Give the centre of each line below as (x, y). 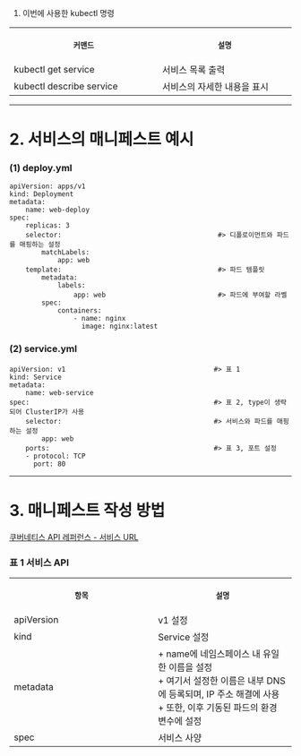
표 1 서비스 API (39, 563)
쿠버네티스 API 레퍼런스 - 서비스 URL (74, 537)
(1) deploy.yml (41, 168)
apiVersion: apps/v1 (48, 186)
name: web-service (60, 392)
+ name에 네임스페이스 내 (210, 654)
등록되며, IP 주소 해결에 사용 (224, 694)
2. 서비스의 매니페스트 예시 (102, 139)
